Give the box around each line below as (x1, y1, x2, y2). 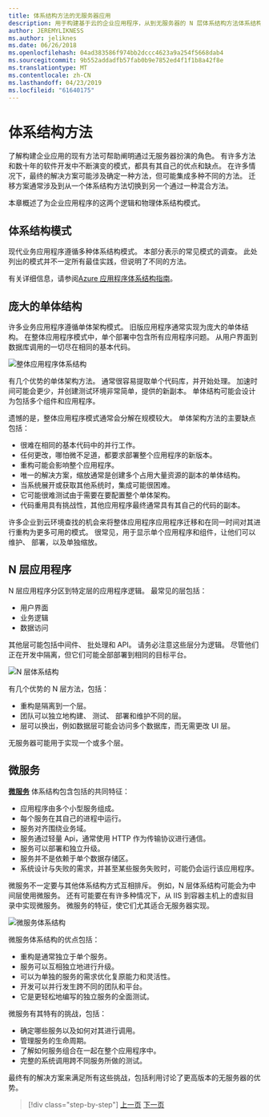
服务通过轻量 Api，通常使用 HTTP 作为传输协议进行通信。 (19, 834, 211, 843)
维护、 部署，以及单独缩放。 (8, 537, 102, 547)
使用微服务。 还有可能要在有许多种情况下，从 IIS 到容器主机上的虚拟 (22, 890, 247, 900)
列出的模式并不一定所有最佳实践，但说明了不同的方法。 (8, 257, 191, 267)
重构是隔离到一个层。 (19, 701, 90, 710)
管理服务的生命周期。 (19, 1035, 90, 1045)
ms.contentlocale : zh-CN (8, 71, 91, 79)
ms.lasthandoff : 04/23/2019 (8, 78, 102, 86)
